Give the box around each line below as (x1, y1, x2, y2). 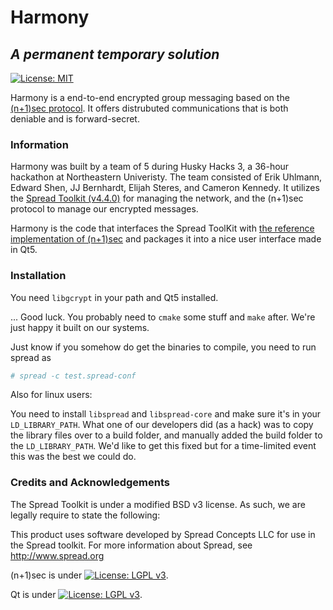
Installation (10, 269, 67, 283)
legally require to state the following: (10, 509, 161, 521)
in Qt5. (10, 244, 38, 256)
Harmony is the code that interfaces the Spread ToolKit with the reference (10, 222, 315, 235)
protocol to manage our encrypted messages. (10, 203, 199, 215)
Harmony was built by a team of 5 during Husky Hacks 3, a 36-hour (10, 161, 290, 173)
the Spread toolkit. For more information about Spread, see (10, 539, 253, 551)
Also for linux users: (10, 389, 93, 401)
